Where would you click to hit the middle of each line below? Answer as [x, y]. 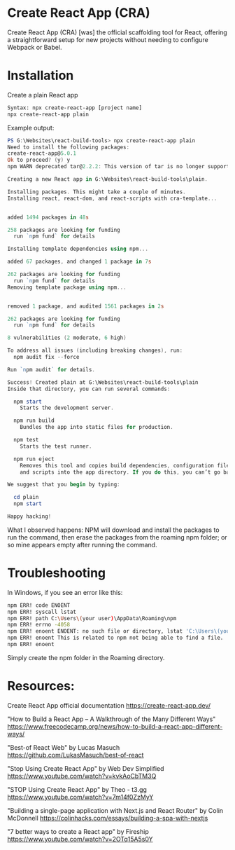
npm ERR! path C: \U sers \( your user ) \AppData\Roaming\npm [92, 618]
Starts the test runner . [56, 446]
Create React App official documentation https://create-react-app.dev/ [109, 705]
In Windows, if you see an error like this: [65, 592]
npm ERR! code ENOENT [39, 605]
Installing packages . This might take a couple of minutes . [97, 192]
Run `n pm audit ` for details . [51, 369]
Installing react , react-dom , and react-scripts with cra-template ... [112, 198]
